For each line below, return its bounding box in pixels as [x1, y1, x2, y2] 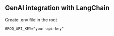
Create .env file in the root [5, 17, 57, 22]
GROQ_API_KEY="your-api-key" [5, 26, 64, 31]
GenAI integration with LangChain [5, 4, 110, 12]
